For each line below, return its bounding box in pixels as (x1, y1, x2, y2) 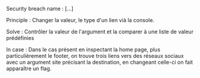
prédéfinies (6, 35, 35, 41)
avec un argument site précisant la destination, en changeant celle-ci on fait (6, 59, 193, 65)
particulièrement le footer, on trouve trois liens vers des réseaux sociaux (6, 52, 184, 59)
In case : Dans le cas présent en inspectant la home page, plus (6, 46, 161, 53)
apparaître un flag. (6, 65, 52, 72)
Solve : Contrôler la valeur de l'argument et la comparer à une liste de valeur (6, 28, 194, 35)
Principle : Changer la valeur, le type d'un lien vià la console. (6, 17, 155, 23)
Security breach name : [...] (6, 5, 73, 12)
